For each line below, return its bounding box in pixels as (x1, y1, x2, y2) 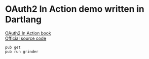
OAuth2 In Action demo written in (5, 3, 145, 15)
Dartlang (5, 14, 42, 25)
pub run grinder (5, 49, 38, 54)
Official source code (5, 35, 46, 41)
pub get (5, 45, 21, 50)
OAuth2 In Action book (5, 30, 51, 36)
